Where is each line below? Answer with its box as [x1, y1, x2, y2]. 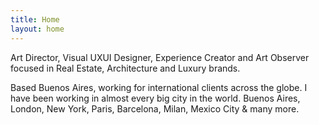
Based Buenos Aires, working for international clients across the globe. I [10, 81, 308, 93]
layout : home [10, 24, 65, 34]
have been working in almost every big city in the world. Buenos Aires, [10, 92, 301, 104]
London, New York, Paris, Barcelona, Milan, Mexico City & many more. [10, 102, 300, 115]
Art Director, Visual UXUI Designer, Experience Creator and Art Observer [10, 51, 310, 63]
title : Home [10, 14, 60, 25]
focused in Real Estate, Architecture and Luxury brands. [10, 62, 241, 74]
